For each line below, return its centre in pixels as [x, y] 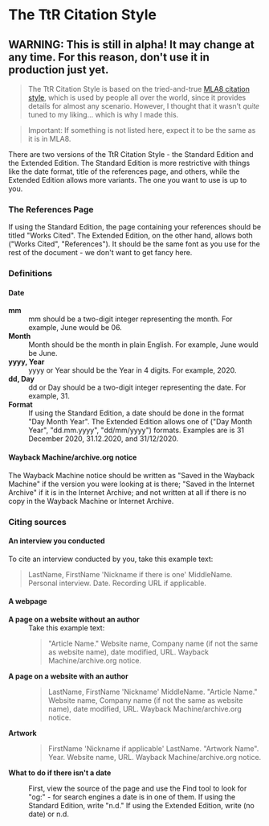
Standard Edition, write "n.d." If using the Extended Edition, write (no [141, 805]
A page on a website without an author [74, 619]
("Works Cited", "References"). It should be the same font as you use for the [134, 244]
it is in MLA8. [49, 139]
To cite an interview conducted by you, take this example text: [111, 559]
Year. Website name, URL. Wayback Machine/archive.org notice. [155, 757]
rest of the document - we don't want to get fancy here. [100, 253]
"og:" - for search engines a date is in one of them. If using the [132, 797]
